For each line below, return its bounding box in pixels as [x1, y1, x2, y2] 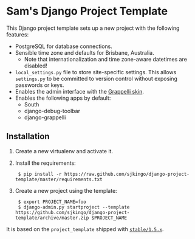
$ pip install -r [18, 171, 62, 177]
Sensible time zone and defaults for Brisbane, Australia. [15, 49, 154, 56]
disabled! [24, 62, 47, 69]
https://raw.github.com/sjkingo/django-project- [64, 171, 190, 177]
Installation [6, 131, 50, 142]
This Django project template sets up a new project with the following [6, 24, 180, 32]
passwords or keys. [15, 81, 64, 89]
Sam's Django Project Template [6, 4, 168, 18]
